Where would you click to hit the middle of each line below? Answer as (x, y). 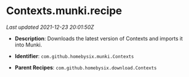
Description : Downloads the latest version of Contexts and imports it (99, 38)
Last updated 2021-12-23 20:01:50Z (50, 27)
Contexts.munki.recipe (64, 11)
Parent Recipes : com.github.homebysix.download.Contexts (86, 67)
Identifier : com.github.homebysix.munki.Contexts (74, 56)
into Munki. (28, 45)
